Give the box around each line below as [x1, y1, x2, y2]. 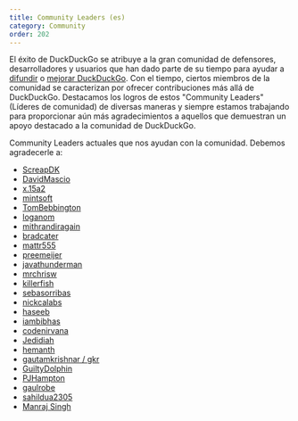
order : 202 [9, 29, 50, 38]
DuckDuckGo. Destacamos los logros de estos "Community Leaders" [9, 92, 264, 103]
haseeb [21, 307, 51, 318]
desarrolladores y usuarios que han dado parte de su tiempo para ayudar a [9, 63, 285, 74]
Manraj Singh [21, 401, 71, 412]
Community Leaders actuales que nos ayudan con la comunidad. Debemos [9, 137, 286, 148]
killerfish [21, 278, 54, 289]
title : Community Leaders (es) [9, 12, 126, 22]
